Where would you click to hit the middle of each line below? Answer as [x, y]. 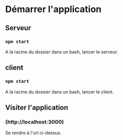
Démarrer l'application [53, 9]
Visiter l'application [37, 108]
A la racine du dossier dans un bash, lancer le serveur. [62, 52]
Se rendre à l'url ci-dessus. [33, 133]
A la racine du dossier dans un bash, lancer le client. [59, 92]
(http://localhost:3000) [35, 122]
